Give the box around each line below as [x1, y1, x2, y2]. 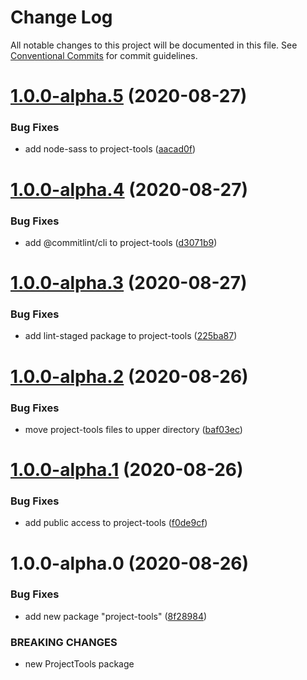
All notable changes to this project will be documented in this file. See [10, 39, 298, 51]
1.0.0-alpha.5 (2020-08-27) [10, 85, 248, 108]
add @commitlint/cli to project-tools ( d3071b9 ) [24, 236, 218, 248]
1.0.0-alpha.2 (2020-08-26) [10, 365, 249, 388]
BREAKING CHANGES [10, 635, 118, 649]
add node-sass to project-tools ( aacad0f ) [24, 143, 197, 155]
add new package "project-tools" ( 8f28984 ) [24, 610, 208, 622]
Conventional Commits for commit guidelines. [10, 49, 198, 61]
